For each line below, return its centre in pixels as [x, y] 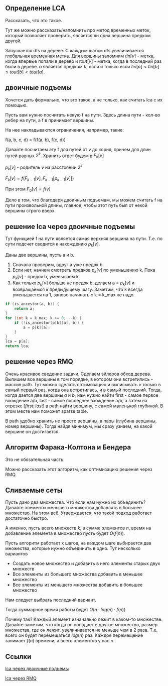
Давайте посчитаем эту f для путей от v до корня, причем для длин [78, 149]
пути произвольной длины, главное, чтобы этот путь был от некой [76, 205]
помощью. [17, 105]
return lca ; [18, 346]
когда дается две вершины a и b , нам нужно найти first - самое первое [82, 395]
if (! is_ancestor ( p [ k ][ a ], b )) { [49, 323]
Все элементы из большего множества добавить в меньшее [77, 574]
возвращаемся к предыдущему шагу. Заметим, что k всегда [77, 290]
